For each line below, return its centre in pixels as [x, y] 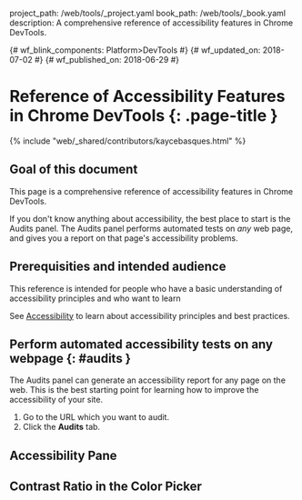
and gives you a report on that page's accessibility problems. [124, 238]
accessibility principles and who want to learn [95, 298]
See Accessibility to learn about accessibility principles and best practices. [150, 315]
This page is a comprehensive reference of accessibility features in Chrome [151, 191]
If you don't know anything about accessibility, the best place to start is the [150, 218]
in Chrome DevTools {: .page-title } [144, 116]
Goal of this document [74, 170]
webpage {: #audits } [70, 358]
